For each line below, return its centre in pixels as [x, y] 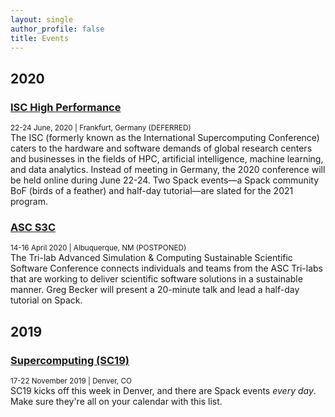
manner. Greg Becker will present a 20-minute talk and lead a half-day [155, 290]
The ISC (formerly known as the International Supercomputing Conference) [165, 138]
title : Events [40, 38]
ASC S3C [33, 227]
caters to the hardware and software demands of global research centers [161, 148]
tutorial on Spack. [46, 300]
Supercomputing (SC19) [70, 360]
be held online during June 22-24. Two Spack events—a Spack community [164, 180]
